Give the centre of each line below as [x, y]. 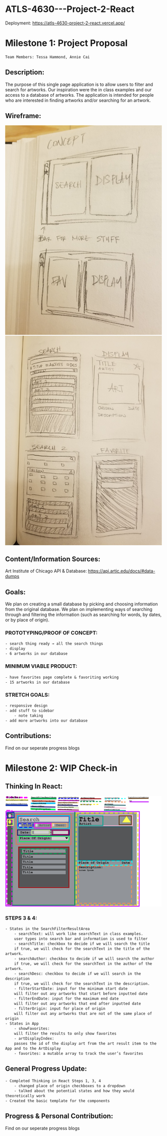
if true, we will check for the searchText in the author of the [83, 963]
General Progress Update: [46, 1069]
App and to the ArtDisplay [33, 1048]
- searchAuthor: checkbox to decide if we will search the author [84, 958]
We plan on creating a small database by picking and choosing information [82, 604]
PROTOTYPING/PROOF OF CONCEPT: [51, 633]
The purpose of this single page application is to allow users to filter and [79, 84]
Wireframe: [23, 116]
